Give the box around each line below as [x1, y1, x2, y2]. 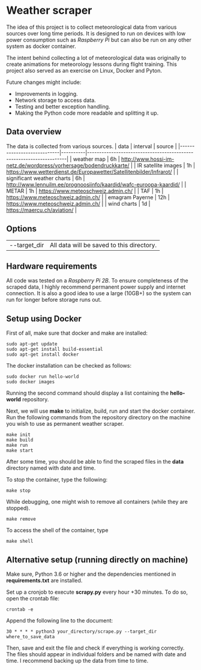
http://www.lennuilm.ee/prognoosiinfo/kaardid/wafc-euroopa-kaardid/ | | [6, 181, 187, 188]
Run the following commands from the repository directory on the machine [6, 414, 191, 421]
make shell [6, 538, 34, 545]
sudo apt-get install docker [6, 351, 79, 357]
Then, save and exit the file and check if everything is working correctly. [6, 644, 185, 651]
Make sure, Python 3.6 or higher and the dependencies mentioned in [6, 570, 176, 578]
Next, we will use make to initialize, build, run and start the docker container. [6, 407, 196, 414]
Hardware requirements [6, 261, 97, 271]
